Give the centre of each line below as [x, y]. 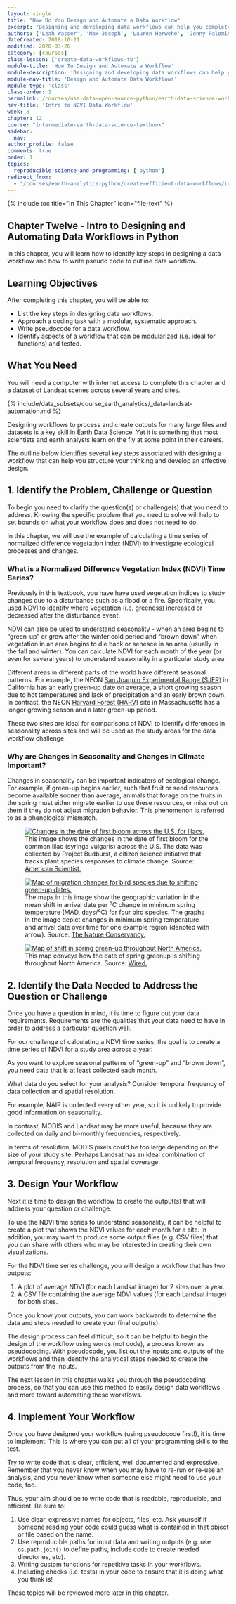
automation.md [29, 411]
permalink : [23, 99]
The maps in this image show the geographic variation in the [112, 897]
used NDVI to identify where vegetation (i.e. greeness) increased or [105, 608]
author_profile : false [40, 145]
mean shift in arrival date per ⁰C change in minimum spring [110, 905]
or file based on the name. [55, 1534]
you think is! [35, 1579]
